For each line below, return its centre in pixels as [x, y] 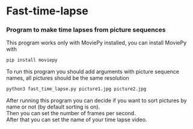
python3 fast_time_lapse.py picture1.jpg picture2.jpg [76, 89]
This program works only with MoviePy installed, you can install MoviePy [96, 43]
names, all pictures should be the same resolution [68, 78]
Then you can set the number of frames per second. [71, 113]
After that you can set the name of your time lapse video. [77, 120]
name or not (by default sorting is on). [53, 107]
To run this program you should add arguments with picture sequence [93, 72]
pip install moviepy [32, 60]
